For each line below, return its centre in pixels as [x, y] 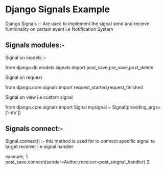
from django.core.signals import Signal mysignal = [58, 107]
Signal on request [24, 77]
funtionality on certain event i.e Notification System [59, 29]
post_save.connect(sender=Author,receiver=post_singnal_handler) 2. [78, 162]
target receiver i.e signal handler [39, 146]
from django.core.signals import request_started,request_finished [74, 87]
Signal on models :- [26, 57]
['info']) [13, 112]
